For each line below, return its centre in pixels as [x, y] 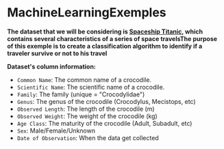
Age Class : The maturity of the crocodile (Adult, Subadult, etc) [104, 123]
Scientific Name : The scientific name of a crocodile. [91, 87]
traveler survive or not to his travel [57, 53]
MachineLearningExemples [87, 13]
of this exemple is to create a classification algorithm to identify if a [105, 46]
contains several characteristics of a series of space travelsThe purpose [112, 38]
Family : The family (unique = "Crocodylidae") [81, 94]
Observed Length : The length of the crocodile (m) [86, 109]
